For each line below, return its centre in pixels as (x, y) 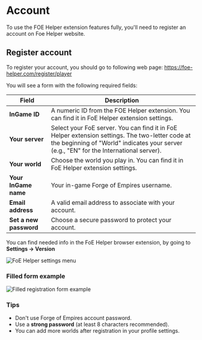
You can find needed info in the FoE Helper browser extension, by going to (99, 242)
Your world (25, 164)
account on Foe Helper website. (46, 33)
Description (122, 100)
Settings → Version (31, 249)
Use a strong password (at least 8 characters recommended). (92, 324)
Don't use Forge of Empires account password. (73, 318)
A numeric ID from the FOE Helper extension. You (121, 111)
